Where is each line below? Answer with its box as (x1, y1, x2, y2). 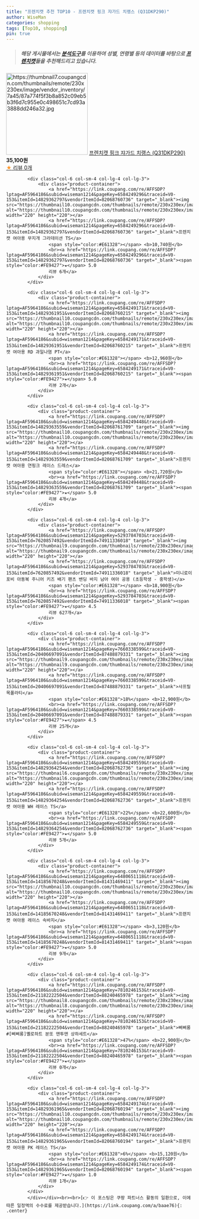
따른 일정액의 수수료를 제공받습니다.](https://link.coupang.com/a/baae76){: (6, 1203, 182, 1209)
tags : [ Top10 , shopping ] (6, 25, 68, 32)
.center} (6, 1208, 28, 1214)
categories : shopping (6, 20, 60, 26)
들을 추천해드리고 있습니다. (35, 57, 97, 64)
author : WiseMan (6, 14, 46, 20)
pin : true (6, 31, 31, 37)
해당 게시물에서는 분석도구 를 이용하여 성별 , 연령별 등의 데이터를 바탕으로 (20, 50, 185, 57)
